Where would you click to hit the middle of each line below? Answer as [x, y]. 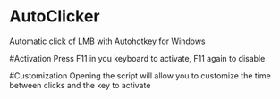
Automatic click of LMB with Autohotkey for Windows [107, 41]
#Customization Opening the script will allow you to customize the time [140, 75]
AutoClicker [55, 16]
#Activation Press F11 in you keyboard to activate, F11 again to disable [137, 58]
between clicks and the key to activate [80, 85]
